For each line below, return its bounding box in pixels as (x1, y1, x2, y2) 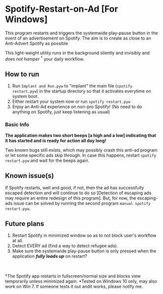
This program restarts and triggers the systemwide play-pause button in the (5, 30, 158, 36)
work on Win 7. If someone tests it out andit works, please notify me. (5, 284, 143, 290)
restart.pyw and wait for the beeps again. (5, 158, 90, 163)
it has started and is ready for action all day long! (5, 137, 107, 143)
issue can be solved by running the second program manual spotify (13, 200, 151, 206)
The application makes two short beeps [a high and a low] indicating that (5, 132, 157, 138)
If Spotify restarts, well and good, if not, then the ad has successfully (5, 184, 144, 190)
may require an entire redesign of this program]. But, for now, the (5, 195, 136, 201)
